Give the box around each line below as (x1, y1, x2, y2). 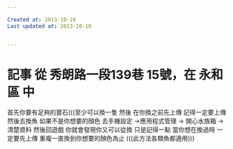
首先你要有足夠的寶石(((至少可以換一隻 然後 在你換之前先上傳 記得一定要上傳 (7, 108, 227, 116)
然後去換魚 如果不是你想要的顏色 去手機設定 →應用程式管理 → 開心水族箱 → (7, 117, 224, 125)
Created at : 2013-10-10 (7, 16, 77, 23)
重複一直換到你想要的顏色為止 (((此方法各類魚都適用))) (39, 134, 195, 143)
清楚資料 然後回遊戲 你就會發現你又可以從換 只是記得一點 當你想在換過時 (7, 125, 216, 134)
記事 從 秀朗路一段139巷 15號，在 (7, 67, 196, 82)
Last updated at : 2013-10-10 (7, 22, 92, 30)
